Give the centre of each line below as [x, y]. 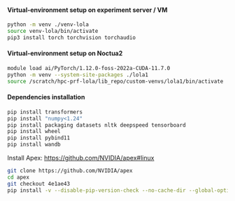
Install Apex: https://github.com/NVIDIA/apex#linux [81, 158]
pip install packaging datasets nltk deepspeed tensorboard [97, 125]
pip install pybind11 [39, 138]
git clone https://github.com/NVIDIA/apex [70, 171]
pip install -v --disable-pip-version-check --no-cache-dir [97, 190]
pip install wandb [34, 145]
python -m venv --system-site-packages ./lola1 [78, 75]
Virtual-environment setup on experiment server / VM [87, 10]
